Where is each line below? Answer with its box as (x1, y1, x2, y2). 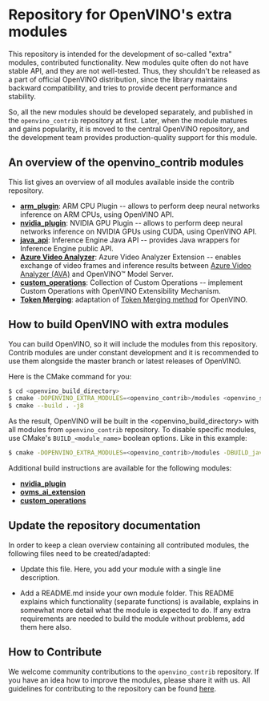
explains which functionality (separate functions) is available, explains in (19, 596, 259, 606)
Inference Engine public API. (19, 243, 114, 253)
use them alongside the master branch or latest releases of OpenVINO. (8, 356, 242, 366)
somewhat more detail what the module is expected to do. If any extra (19, 605, 251, 615)
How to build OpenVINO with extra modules (8, 318, 230, 331)
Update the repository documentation (8, 519, 201, 533)
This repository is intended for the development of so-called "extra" (8, 49, 232, 58)
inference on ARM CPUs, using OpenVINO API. (19, 210, 175, 219)
